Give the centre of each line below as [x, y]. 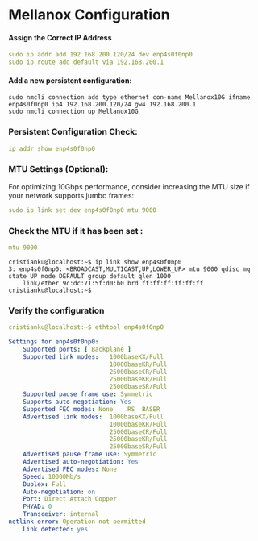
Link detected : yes [56, 529]
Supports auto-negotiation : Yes [77, 402]
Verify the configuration [56, 310]
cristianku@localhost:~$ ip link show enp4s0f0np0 [95, 262]
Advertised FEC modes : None [70, 469]
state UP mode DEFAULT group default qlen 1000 [90, 276]
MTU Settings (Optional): [58, 169]
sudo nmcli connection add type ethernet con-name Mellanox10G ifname [129, 98]
